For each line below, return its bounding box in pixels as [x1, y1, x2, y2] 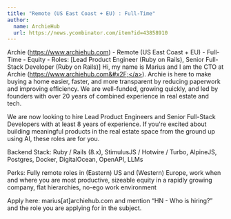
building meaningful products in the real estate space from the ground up [7, 127, 216, 136]
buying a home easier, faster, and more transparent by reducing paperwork [7, 77, 221, 86]
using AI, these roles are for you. [7, 135, 100, 143]
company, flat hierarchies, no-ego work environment [7, 183, 157, 191]
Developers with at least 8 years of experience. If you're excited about [7, 120, 207, 128]
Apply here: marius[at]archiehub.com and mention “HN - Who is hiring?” [7, 197, 213, 205]
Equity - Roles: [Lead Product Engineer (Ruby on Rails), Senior [27, 56, 205, 64]
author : [7, 17, 30, 23]
